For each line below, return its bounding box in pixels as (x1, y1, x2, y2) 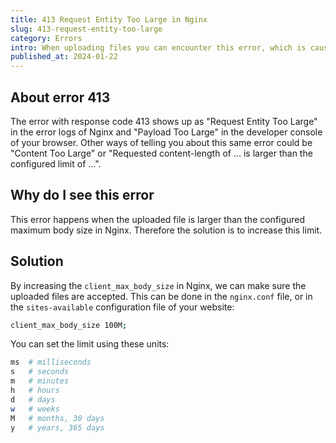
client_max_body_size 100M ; (10, 320, 128, 330)
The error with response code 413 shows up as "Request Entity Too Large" (10, 115, 318, 127)
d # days (10, 394, 56, 405)
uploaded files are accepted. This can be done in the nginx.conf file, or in (10, 290, 313, 302)
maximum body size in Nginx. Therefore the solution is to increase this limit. (10, 224, 323, 236)
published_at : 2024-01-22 (10, 52, 118, 62)
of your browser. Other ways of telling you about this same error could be (10, 136, 313, 148)
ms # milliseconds (10, 357, 92, 368)
